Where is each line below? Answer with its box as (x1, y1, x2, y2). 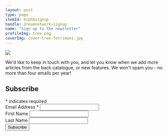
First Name (5, 110, 29, 117)
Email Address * (5, 104, 39, 110)
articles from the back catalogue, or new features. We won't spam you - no (5, 64, 163, 71)
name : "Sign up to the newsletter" (5, 26, 81, 31)
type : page (5, 12, 29, 17)
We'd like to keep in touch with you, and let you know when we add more (5, 59, 159, 65)
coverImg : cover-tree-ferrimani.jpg (5, 36, 83, 41)
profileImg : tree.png (5, 31, 51, 36)
